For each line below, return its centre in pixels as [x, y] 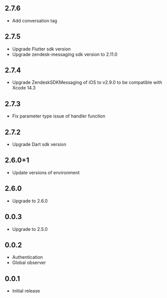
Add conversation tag [35, 20]
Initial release [26, 291]
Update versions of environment [46, 172]
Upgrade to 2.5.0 [30, 229]
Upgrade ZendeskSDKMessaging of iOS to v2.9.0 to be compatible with [87, 82]
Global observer [29, 263]
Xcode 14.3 [24, 88]
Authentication [27, 257]
